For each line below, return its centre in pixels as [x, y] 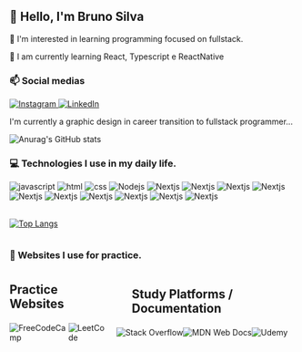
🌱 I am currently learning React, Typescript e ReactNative [117, 57]
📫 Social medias [47, 80]
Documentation [176, 309]
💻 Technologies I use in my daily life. [93, 163]
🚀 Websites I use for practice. [76, 255]
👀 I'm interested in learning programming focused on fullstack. [126, 38]
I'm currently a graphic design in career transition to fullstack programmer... [151, 122]
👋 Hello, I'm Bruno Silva [77, 17]
